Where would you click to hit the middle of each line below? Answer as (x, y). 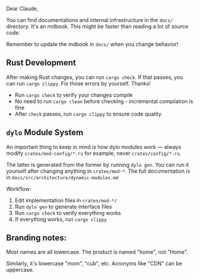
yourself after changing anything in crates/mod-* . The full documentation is (98, 171)
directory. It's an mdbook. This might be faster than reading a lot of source (97, 26)
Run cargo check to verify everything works (68, 213)
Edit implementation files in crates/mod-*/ (66, 200)
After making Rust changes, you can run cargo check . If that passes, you (95, 77)
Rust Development (41, 63)
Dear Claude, (22, 9)
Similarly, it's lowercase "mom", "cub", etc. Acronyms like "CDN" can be (94, 264)
